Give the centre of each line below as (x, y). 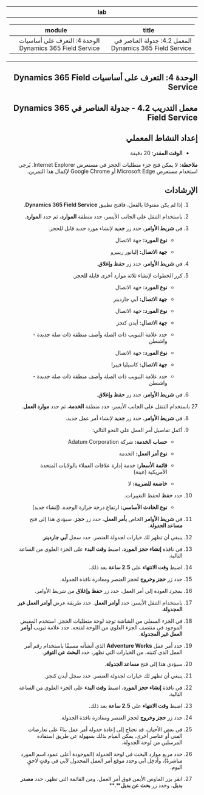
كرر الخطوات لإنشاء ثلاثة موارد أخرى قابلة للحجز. (127, 276)
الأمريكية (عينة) (150, 472)
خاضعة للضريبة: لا (148, 484)
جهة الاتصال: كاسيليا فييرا (139, 365)
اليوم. (176, 767)
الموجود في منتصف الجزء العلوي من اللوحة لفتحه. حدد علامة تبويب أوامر (101, 628)
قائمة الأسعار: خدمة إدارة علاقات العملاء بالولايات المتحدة (104, 466)
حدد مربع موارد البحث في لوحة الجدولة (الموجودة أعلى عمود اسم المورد (102, 754)
